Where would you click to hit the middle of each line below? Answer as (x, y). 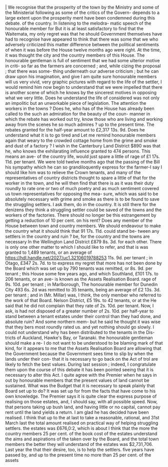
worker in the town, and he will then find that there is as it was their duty (79, 183)
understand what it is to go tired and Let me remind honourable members (80, 135)
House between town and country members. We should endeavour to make (83, 226)
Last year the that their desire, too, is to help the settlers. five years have (80, 449)
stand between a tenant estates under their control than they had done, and (83, 316)
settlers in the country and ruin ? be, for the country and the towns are (77, 236)
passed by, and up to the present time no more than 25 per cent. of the (78, 455)
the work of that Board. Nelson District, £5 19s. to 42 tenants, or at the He (81, 300)
